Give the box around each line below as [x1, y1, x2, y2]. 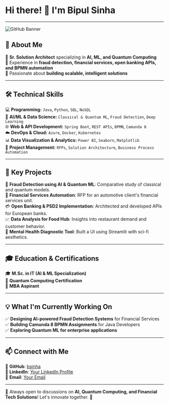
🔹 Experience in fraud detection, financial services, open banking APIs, [5, 59, 156, 65]
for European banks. [5, 211, 48, 217]
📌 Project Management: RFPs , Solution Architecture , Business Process [5, 144, 154, 150]
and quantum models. [5, 187, 50, 193]
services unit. [5, 197, 34, 204]
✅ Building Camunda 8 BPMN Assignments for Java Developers [5, 322, 140, 327]
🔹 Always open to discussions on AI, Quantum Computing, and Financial [5, 388, 157, 394]
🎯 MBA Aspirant [5, 283, 39, 289]
